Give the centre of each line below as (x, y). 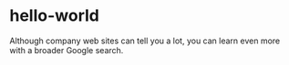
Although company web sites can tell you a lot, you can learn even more (145, 41)
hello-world (55, 16)
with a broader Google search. (67, 50)
